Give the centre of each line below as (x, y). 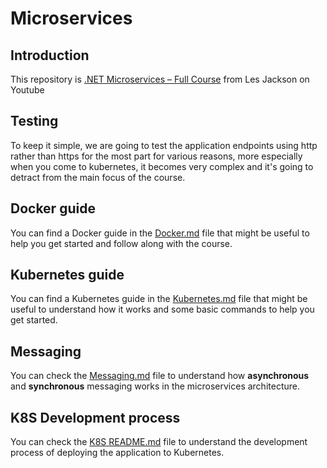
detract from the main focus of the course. (98, 177)
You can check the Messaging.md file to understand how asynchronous (160, 376)
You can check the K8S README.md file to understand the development (159, 442)
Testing (34, 121)
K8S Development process (95, 417)
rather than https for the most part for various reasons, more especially (156, 156)
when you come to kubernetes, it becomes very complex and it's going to (162, 166)
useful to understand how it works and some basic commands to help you (162, 309)
